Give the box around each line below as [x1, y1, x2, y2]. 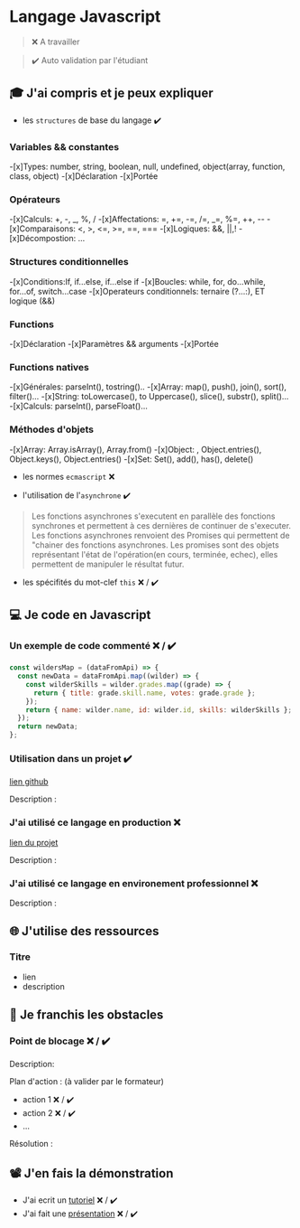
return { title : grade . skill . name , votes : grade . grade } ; [32, 689, 256, 698]
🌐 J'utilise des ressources [9, 923, 159, 939]
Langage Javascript [9, 6, 161, 27]
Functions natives [9, 361, 90, 373]
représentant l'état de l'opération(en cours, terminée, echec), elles [31, 548, 278, 559]
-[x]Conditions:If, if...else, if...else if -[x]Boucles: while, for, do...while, [9, 276, 266, 286]
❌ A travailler [31, 36, 80, 47]
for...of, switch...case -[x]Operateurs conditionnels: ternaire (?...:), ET [9, 286, 266, 296]
